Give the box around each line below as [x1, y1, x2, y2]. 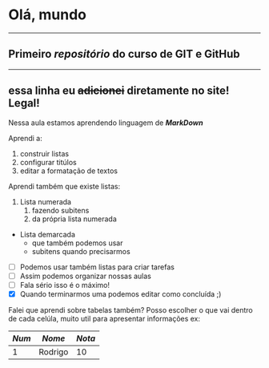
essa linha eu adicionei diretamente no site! [8, 84, 230, 98]
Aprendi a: [8, 133, 42, 143]
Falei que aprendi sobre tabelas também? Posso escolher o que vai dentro [8, 305, 254, 314]
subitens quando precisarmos [31, 246, 130, 256]
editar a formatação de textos [19, 166, 118, 176]
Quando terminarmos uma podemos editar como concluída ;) [19, 289, 222, 298]
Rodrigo [38, 346, 69, 358]
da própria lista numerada [31, 214, 118, 224]
